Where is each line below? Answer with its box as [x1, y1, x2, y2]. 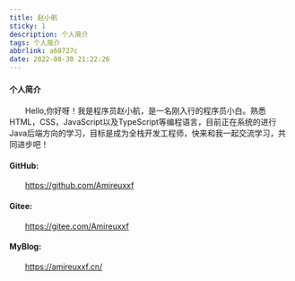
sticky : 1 [9, 22, 47, 31]
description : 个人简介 [9, 30, 89, 39]
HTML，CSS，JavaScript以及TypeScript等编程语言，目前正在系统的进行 [9, 117, 277, 127]
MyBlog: [9, 241, 42, 252]
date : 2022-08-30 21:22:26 [9, 55, 110, 64]
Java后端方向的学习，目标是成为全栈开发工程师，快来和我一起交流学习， [9, 127, 279, 139]
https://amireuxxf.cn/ [25, 261, 103, 272]
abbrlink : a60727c [9, 47, 78, 56]
